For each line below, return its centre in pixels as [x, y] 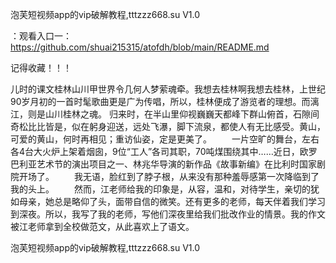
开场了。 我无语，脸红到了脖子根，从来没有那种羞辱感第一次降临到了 [169, 176]
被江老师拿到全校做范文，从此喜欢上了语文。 [102, 226]
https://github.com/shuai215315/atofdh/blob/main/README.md [140, 47]
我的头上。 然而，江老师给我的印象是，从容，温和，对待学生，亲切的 [160, 189]
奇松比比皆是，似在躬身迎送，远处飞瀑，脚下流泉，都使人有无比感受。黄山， [168, 126]
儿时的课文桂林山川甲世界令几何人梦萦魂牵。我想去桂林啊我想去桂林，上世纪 [168, 89]
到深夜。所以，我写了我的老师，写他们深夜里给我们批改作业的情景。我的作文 [168, 214]
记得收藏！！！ [41, 67]
